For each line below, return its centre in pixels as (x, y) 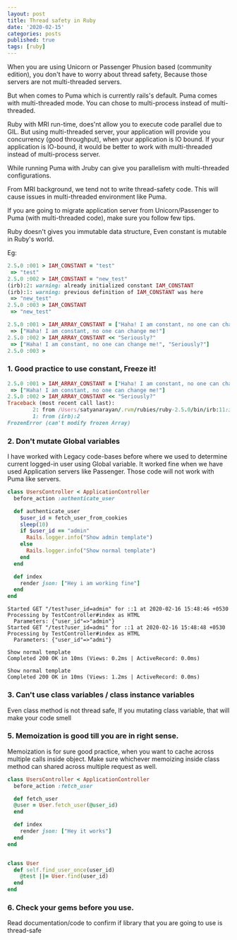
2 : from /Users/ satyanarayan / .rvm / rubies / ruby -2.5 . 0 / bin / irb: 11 (129, 410)
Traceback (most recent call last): (61, 404)
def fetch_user (36, 799)
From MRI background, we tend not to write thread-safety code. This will (113, 189)
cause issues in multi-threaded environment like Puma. (87, 196)
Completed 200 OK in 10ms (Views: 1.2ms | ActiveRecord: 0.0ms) (104, 677)
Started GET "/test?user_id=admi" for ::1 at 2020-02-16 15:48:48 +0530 (116, 628)
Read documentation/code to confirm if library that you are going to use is (115, 923)
